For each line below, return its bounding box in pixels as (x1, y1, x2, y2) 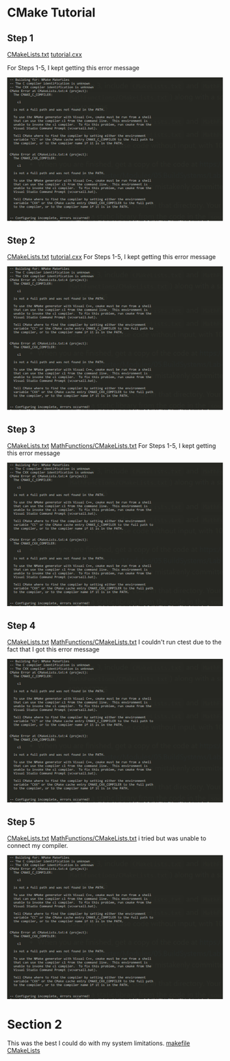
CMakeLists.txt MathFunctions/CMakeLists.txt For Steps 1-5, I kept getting (7, 442, 216, 450)
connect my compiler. (7, 842, 68, 850)
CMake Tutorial (7, 5, 96, 21)
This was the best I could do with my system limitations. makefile (7, 1039, 190, 1047)
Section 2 (7, 1016, 63, 1032)
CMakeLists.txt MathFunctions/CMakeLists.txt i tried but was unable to (7, 834, 207, 842)
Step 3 (7, 423, 36, 435)
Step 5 (7, 816, 36, 827)
